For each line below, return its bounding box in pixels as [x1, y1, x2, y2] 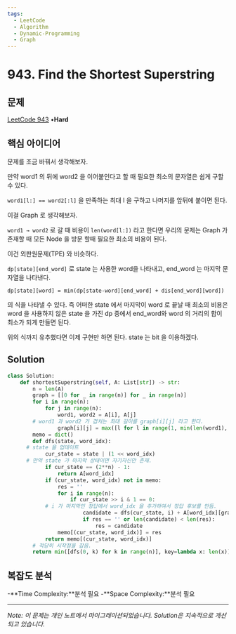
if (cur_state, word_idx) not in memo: [44, 477, 162, 484]
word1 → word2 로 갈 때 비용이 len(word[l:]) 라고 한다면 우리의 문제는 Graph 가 [7, 225, 228, 234]
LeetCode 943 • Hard [7, 115, 69, 124]
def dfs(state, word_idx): [32, 437, 112, 444]
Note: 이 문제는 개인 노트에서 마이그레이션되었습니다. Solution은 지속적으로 [7, 612, 214, 620]
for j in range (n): [44, 405, 102, 412]
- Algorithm [13, 23, 49, 30]
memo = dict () [32, 431, 74, 438]
